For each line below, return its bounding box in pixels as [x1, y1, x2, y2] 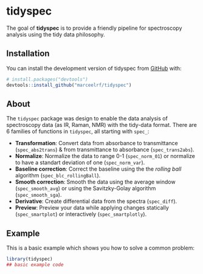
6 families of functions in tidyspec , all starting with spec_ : [6, 128, 150, 135]
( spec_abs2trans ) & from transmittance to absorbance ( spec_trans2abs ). [15, 146, 194, 153]
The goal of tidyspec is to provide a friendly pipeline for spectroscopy [6, 24, 182, 32]
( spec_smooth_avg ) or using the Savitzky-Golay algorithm [15, 185, 156, 192]
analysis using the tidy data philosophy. [6, 30, 105, 38]
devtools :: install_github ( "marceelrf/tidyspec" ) [6, 82, 132, 88]
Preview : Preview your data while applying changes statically [15, 204, 169, 211]
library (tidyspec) [6, 256, 53, 262]
